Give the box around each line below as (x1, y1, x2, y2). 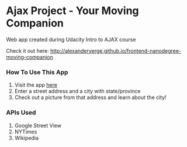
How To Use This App (6, 68, 68, 76)
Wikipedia (14, 134, 39, 141)
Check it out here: (6, 47, 50, 54)
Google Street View (14, 122, 61, 129)
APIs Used (6, 108, 36, 117)
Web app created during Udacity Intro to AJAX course (6, 36, 136, 43)
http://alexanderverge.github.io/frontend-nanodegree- (50, 47, 182, 54)
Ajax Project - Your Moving (6, 4, 139, 18)
